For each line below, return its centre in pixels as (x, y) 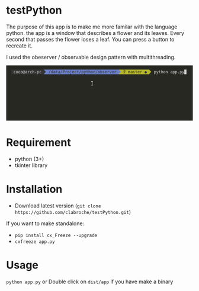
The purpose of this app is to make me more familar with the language (92, 27)
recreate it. (19, 46)
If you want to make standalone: (45, 223)
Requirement (38, 142)
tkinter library (31, 165)
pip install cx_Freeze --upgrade (56, 235)
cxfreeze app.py (35, 242)
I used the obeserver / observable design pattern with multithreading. (91, 57)
